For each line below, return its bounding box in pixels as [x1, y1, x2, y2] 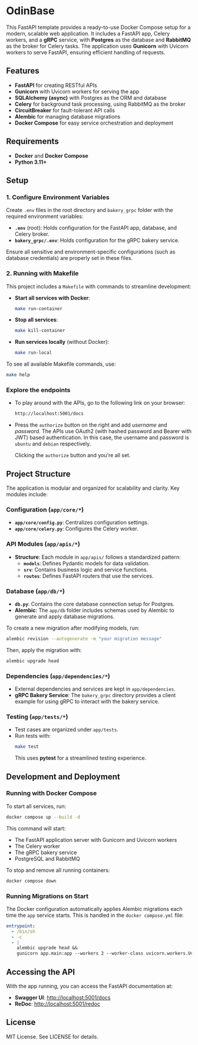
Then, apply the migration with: [6, 646, 82, 653]
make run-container [14, 305, 63, 311]
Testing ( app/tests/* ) [6, 712, 68, 721]
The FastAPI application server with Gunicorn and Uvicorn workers [14, 836, 177, 843]
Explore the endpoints [6, 386, 71, 394]
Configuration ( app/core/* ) [6, 505, 84, 513]
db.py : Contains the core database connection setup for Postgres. [14, 600, 175, 607]
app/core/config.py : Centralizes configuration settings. [14, 519, 149, 526]
